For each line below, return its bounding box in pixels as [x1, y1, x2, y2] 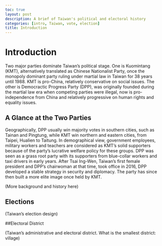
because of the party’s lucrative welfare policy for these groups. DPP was [5, 148, 154, 154]
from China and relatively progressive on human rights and [35, 94, 154, 100]
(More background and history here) [5, 183, 79, 189]
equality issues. [5, 99, 37, 106]
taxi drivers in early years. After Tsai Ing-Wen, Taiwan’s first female [5, 158, 140, 164]
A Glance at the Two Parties [5, 114, 92, 122]
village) [5, 235, 20, 241]
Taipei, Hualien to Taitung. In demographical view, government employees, [5, 137, 156, 143]
